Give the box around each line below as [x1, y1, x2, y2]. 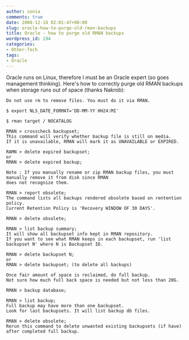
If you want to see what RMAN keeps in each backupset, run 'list [6, 236, 171, 242]
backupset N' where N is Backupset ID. [6, 241, 104, 247]
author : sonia [6, 8, 41, 15]
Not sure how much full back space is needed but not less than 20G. [6, 277, 180, 283]
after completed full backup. [6, 328, 80, 334]
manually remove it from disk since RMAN [6, 174, 109, 181]
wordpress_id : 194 [6, 36, 51, 42]
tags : [6, 52, 19, 58]
